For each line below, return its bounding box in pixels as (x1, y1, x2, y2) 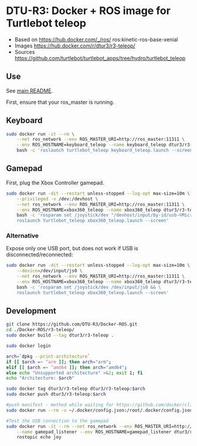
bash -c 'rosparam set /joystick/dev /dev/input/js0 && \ (16, 284, 161, 290)
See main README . (6, 87, 53, 94)
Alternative (6, 231, 39, 240)
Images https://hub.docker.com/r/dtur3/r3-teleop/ (14, 42, 136, 49)
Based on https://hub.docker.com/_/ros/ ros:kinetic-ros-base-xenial (14, 36, 178, 43)
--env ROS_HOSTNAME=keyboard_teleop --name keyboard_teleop (16, 142, 167, 148)
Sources (14, 48, 35, 55)
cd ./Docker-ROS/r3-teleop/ (6, 327, 75, 333)
